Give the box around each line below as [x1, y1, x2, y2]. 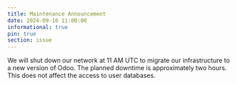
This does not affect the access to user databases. [7, 72, 156, 80]
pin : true [7, 30, 37, 38]
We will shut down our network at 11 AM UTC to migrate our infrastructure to [7, 56, 231, 64]
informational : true [7, 23, 69, 30]
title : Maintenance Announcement [7, 10, 106, 18]
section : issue [7, 37, 53, 44]
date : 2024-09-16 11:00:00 [7, 17, 87, 24]
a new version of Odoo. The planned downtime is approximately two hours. [7, 64, 227, 72]
